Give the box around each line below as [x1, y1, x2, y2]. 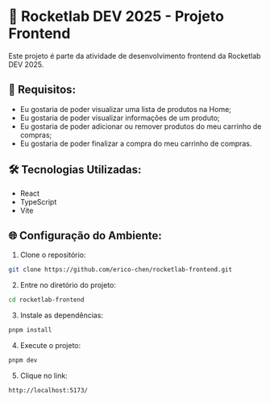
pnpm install [8, 326, 52, 334]
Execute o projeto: [19, 341, 81, 350]
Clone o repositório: [19, 250, 86, 260]
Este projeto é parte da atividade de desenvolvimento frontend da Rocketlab [8, 51, 261, 60]
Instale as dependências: [19, 310, 103, 321]
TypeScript [19, 197, 57, 206]
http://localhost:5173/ [8, 386, 89, 394]
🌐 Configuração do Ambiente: [8, 229, 163, 242]
